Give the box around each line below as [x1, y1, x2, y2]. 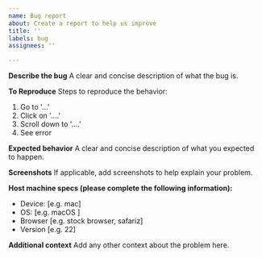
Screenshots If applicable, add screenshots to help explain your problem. [8, 168, 253, 177]
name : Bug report [8, 11, 67, 20]
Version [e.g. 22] [19, 225, 77, 235]
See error [19, 128, 52, 138]
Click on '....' [19, 110, 61, 121]
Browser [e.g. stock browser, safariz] [19, 216, 143, 226]
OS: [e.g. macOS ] [19, 207, 81, 218]
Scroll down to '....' [19, 119, 82, 129]
